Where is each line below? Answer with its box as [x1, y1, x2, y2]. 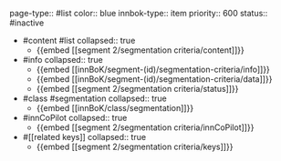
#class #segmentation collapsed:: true [22, 93, 167, 104]
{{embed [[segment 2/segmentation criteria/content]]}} [36, 45, 245, 55]
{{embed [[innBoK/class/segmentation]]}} [36, 103, 194, 113]
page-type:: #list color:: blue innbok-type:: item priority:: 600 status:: [9, 8, 268, 18]
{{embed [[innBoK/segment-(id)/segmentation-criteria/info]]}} [36, 64, 271, 75]
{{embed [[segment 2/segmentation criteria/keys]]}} [36, 141, 234, 152]
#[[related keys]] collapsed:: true [22, 132, 147, 142]
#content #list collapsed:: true [22, 35, 136, 45]
